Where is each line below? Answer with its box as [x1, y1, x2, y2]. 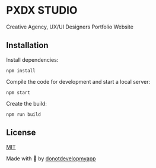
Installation [6, 40, 49, 50]
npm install [6, 68, 36, 74]
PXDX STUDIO [6, 4, 78, 17]
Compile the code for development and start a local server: [6, 78, 151, 85]
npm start [6, 90, 31, 96]
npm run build [6, 111, 42, 118]
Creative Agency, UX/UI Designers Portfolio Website [6, 23, 133, 30]
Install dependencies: [6, 56, 59, 63]
